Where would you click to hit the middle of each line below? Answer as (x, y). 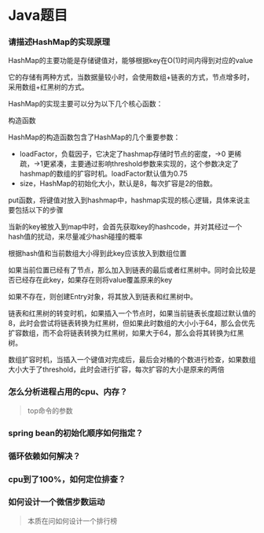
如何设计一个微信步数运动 (57, 502)
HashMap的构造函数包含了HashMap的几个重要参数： (94, 137)
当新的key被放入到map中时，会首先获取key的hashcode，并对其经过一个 (125, 227)
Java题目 (38, 15)
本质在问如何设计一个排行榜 (72, 520)
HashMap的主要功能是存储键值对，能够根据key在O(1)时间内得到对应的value (131, 61)
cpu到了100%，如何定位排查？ (67, 479)
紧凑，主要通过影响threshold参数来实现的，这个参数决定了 (144, 164)
